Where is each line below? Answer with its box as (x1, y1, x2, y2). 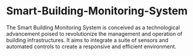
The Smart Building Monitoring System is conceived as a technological (6, 24, 180, 31)
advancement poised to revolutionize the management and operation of (6, 30, 183, 37)
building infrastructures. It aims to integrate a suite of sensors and (6, 36, 169, 43)
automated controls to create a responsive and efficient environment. (6, 43, 177, 50)
